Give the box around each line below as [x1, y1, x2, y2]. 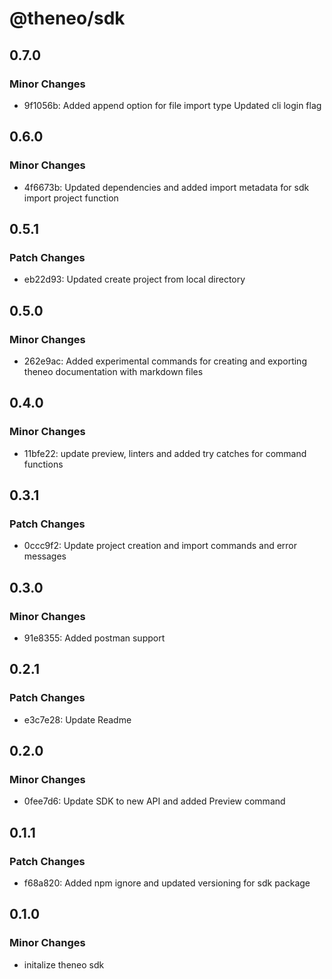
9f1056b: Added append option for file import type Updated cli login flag [23, 99, 322, 111]
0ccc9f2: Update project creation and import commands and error [23, 540, 298, 552]
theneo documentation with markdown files [23, 365, 204, 377]
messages [23, 550, 67, 562]
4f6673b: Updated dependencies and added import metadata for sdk [23, 181, 310, 193]
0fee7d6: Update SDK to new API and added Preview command [23, 795, 286, 807]
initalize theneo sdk [23, 958, 105, 971]
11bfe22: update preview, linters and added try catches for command [23, 447, 307, 459]
